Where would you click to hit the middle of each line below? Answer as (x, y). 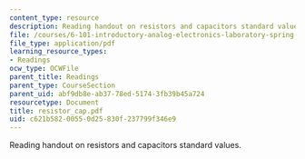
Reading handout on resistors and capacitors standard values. (126, 145)
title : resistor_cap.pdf (56, 111)
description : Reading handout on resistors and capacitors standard (142, 26)
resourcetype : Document (54, 102)
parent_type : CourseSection (63, 85)
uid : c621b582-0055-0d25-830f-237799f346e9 (93, 119)
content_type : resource (54, 18)
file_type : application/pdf (63, 43)
